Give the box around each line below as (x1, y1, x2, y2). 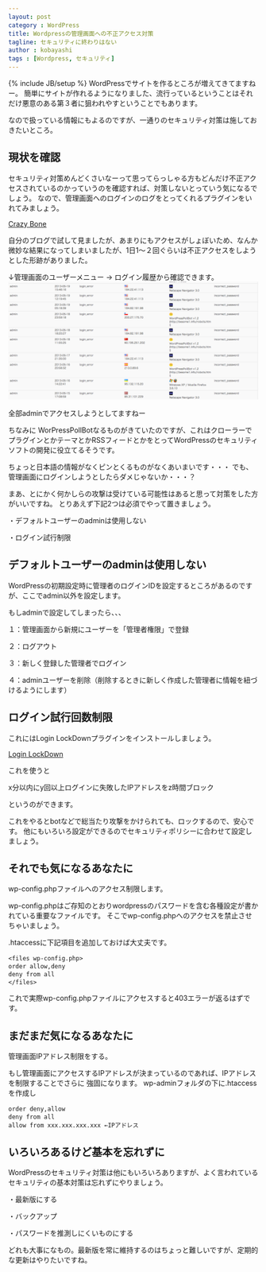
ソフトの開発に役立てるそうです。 (8, 445, 119, 455)
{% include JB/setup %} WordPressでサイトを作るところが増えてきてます (8, 79, 249, 87)
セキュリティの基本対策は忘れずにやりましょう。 (8, 1177, 168, 1188)
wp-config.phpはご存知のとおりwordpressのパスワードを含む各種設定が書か (8, 901, 259, 910)
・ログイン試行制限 (8, 533, 71, 542)
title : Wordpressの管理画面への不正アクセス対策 (8, 29, 154, 37)
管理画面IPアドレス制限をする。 (8, 1052, 113, 1061)
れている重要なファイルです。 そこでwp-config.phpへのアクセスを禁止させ (8, 911, 253, 921)
